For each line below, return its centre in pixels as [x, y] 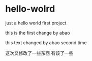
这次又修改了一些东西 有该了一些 [39, 53]
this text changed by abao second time [46, 42]
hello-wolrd [30, 9]
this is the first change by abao [38, 33]
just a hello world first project [36, 23]
